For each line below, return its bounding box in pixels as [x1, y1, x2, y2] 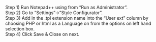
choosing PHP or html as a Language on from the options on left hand [5, 20, 151, 26]
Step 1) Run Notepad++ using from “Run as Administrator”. [5, 5, 128, 10]
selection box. [5, 26, 35, 32]
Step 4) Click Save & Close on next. [5, 31, 80, 37]
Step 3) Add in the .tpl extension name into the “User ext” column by [5, 15, 149, 21]
